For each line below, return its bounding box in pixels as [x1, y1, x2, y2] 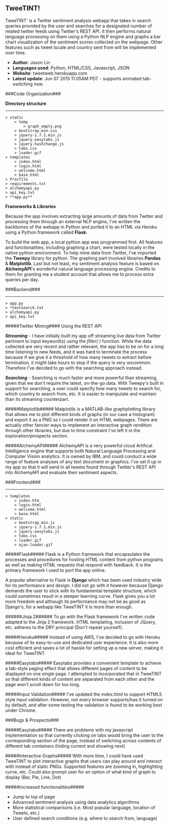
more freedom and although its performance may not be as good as [5, 598, 146, 604]
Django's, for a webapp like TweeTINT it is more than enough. [5, 603, 133, 610]
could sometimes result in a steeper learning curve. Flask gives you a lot [5, 593, 155, 599]
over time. [5, 49, 26, 56]
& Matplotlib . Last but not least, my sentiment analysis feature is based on [5, 260, 159, 267]
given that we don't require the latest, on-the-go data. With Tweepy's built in [5, 380, 164, 386]
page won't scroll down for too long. [5, 681, 80, 687]
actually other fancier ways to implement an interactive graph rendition [5, 422, 152, 428]
